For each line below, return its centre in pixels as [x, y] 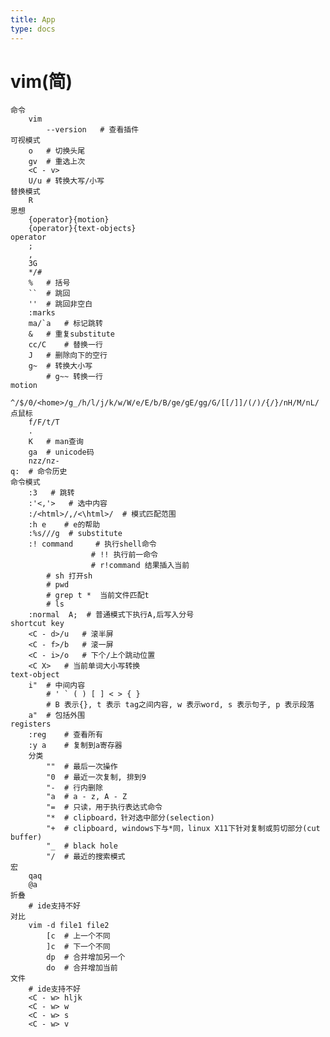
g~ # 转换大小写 [60, 366]
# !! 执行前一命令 [124, 555]
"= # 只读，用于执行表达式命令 [104, 807]
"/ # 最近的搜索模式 [86, 857]
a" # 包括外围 [57, 716]
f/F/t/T [44, 422]
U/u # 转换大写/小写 [66, 181]
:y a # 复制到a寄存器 [75, 746]
